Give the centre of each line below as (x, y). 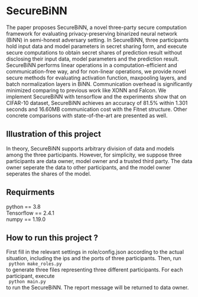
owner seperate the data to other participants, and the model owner (89, 167)
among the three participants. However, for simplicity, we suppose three (94, 155)
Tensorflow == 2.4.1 (30, 213)
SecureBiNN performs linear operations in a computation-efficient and (92, 65)
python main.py (27, 282)
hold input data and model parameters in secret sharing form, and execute (97, 46)
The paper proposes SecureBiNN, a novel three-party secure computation (97, 27)
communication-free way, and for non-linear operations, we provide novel (96, 71)
